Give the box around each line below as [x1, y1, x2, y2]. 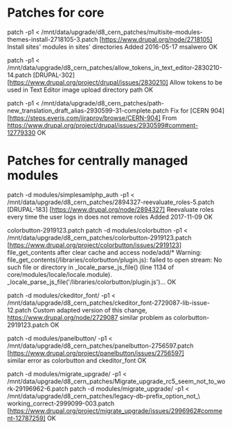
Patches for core [7, 5, 105, 21]
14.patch [7, 71, 32, 79]
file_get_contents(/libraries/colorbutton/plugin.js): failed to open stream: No [7, 255, 222, 264]
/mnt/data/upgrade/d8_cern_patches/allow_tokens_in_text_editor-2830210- [7, 63, 223, 71]
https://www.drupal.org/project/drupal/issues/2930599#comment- [7, 121, 199, 129]
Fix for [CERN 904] [170, 106, 225, 115]
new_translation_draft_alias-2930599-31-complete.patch [7, 106, 170, 115]
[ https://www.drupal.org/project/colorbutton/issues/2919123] [7, 241, 182, 249]
